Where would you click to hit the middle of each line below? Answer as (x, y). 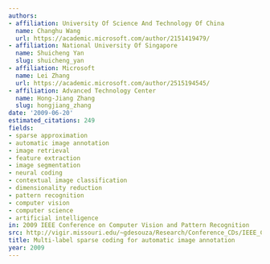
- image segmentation (45, 166)
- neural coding (35, 173)
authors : (23, 16)
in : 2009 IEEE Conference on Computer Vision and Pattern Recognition (129, 225)
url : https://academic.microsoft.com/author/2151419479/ (113, 38)
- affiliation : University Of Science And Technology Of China (117, 23)
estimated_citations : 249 (51, 121)
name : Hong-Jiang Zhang (55, 98)
